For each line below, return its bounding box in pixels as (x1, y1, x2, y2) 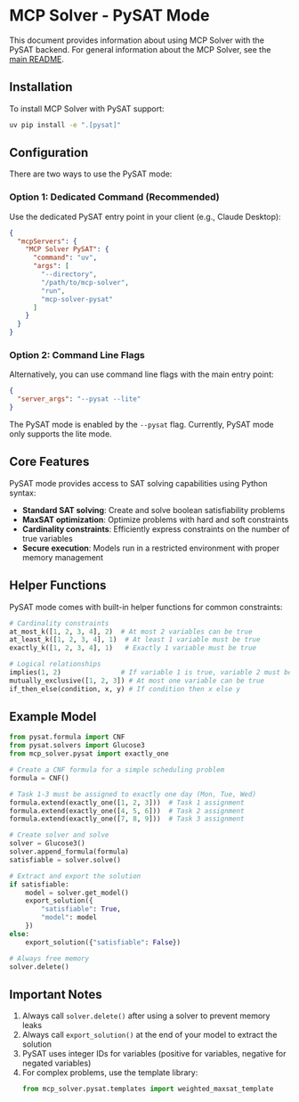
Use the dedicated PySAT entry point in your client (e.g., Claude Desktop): (9, 211, 282, 222)
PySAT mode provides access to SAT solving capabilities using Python (9, 478, 269, 488)
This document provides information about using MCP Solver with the (9, 35, 265, 45)
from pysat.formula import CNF (9, 732, 125, 742)
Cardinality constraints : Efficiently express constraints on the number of (21, 523, 290, 535)
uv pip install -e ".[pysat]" (9, 120, 122, 129)
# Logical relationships (9, 660, 101, 669)
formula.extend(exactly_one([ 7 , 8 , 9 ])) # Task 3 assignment (9, 814, 245, 824)
